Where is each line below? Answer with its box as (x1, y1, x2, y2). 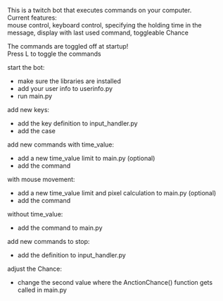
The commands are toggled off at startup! (7, 42, 129, 50)
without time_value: (7, 210, 63, 218)
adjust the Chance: (7, 264, 62, 273)
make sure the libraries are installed (17, 77, 122, 85)
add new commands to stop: (7, 238, 90, 245)
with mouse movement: (7, 176, 75, 183)
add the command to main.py (17, 223, 103, 232)
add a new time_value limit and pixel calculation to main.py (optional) (17, 189, 217, 197)
